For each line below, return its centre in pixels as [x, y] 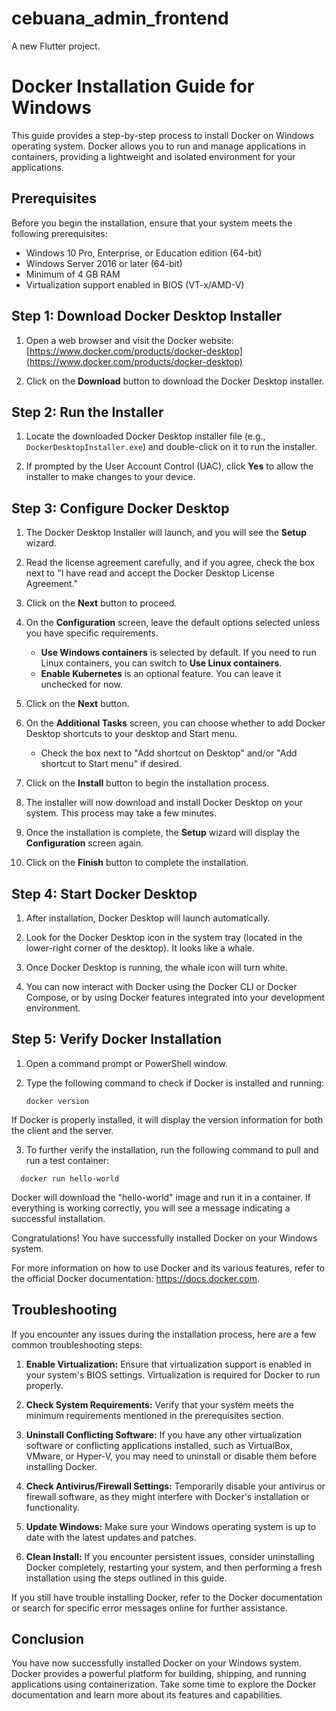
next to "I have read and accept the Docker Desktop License [150, 573]
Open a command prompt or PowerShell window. [126, 1063]
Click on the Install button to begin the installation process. [147, 783]
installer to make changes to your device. [110, 477]
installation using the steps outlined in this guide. [126, 1578]
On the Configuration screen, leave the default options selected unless [173, 623]
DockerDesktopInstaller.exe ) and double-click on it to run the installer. [171, 447]
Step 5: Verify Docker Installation [116, 1039]
